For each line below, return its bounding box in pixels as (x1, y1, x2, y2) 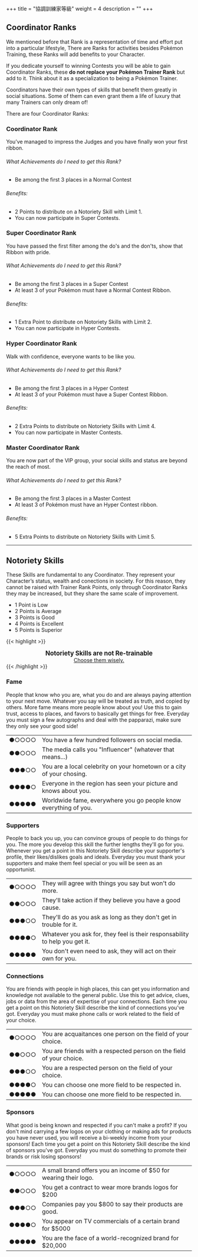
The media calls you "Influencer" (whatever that (42, 745, 175, 753)
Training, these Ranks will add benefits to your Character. (6, 51, 146, 58)
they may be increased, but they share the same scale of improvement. (6, 590, 179, 597)
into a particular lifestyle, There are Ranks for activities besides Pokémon (6, 44, 184, 51)
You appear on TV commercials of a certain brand (42, 1217, 180, 1225)
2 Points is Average (14, 608, 62, 615)
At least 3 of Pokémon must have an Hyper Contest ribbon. (14, 501, 158, 508)
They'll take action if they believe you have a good (42, 896, 181, 904)
